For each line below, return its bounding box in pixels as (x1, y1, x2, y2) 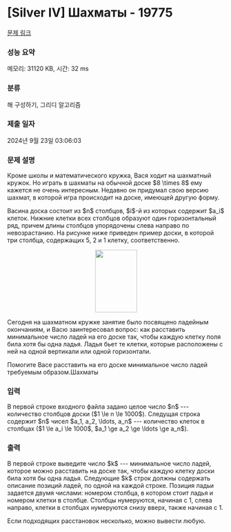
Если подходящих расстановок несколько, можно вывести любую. (7, 516, 206, 525)
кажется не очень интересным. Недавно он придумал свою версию (7, 186, 209, 195)
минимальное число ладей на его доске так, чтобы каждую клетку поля (7, 333, 221, 341)
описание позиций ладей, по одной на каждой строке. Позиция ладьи (7, 481, 214, 489)
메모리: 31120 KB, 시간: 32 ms (7, 64, 89, 73)
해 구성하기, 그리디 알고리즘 (7, 100, 81, 108)
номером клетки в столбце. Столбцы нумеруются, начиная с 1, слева (7, 495, 212, 504)
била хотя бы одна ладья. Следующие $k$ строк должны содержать (7, 474, 210, 482)
